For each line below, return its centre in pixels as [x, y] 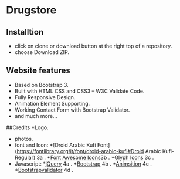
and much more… [36, 116]
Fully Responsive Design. [45, 97]
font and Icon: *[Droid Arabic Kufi [55, 145]
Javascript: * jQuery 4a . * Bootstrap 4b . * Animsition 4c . [83, 163]
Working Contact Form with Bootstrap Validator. [72, 110]
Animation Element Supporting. [52, 103]
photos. [24, 139]
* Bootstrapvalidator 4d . [44, 170]
